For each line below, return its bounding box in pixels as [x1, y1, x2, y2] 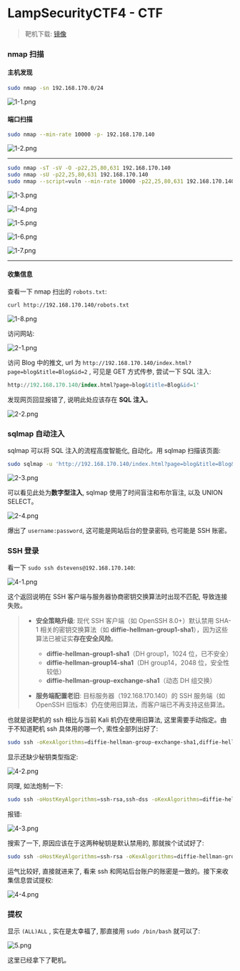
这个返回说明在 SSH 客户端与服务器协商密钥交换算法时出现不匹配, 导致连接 [7, 592, 228, 601]
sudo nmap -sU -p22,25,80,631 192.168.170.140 [7, 171, 149, 178]
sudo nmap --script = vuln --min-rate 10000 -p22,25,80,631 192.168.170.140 [7, 177, 235, 185]
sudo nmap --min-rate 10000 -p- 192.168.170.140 [7, 131, 155, 139]
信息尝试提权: [13, 875, 54, 884]
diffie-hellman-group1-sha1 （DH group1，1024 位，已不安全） [46, 649, 233, 658]
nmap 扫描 [7, 49, 44, 59]
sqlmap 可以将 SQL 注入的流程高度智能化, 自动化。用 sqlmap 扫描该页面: [7, 446, 221, 454]
